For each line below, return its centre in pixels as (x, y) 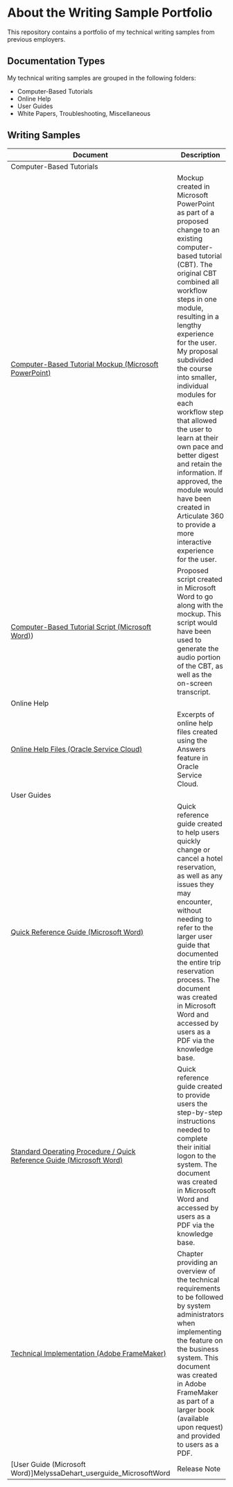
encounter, (195, 902)
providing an (197, 1262)
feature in (192, 757)
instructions (196, 1121)
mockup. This (199, 614)
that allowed (197, 420)
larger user (195, 936)
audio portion (198, 657)
